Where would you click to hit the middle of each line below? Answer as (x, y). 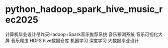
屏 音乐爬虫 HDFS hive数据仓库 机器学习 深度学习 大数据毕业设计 (72, 40)
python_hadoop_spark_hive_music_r (84, 9)
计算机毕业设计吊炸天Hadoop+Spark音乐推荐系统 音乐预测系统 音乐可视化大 (84, 34)
